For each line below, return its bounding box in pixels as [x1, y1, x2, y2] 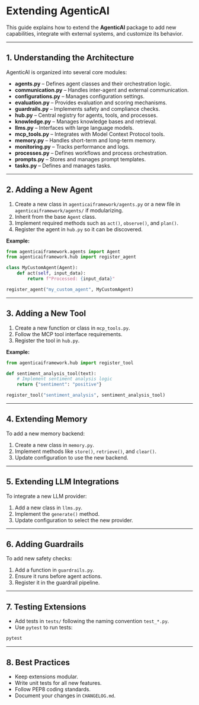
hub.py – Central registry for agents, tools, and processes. [14, 111, 158, 119]
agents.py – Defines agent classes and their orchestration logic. [14, 80, 172, 87]
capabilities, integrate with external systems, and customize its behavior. [6, 30, 184, 37]
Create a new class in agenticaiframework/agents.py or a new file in [14, 200, 181, 208]
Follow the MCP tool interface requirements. [14, 330, 123, 337]
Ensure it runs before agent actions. [14, 573, 102, 580]
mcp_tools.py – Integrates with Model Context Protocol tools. [14, 130, 165, 138]
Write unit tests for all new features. [14, 679, 102, 686]
